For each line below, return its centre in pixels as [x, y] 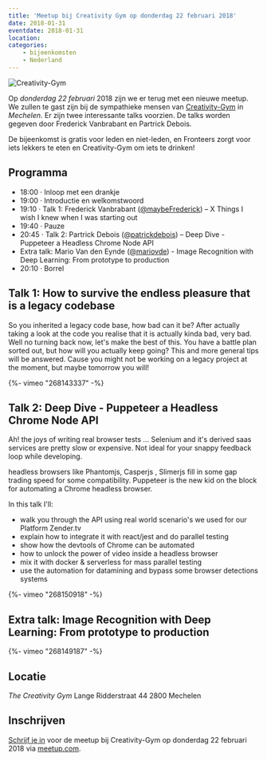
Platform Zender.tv [51, 528]
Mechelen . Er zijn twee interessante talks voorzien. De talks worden [120, 115]
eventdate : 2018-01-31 [46, 30]
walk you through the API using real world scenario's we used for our [133, 520]
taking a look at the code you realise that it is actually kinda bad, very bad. [130, 333]
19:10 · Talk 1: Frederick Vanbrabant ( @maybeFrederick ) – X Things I [132, 209]
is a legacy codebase [62, 306]
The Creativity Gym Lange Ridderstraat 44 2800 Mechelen [105, 696]
